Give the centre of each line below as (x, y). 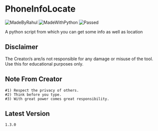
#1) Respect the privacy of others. (42, 90)
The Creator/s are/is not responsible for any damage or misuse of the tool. (79, 59)
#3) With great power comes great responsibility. (57, 99)
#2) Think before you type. (33, 95)
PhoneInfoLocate (40, 9)
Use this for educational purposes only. (44, 64)
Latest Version (27, 113)
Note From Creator (34, 79)
